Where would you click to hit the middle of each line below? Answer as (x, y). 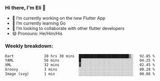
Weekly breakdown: (29, 46)
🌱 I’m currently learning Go (39, 23)
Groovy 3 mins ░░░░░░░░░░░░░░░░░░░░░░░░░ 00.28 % (80, 69)
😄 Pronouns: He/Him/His (37, 34)
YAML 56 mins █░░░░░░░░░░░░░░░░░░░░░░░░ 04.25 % (80, 61)
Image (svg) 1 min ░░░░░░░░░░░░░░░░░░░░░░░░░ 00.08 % (80, 74)
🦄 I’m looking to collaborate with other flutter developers (68, 28)
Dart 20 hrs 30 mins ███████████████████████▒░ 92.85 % (80, 56)
